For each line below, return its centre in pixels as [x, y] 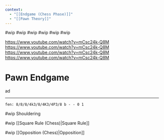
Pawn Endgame [37, 78]
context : [14, 10]
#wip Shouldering [23, 114]
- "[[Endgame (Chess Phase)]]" [41, 14]
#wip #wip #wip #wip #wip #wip [38, 33]
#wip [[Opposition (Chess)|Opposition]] [45, 133]
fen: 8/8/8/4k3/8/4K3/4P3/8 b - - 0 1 [44, 105]
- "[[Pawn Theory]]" [30, 19]
